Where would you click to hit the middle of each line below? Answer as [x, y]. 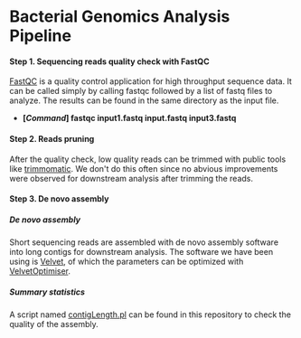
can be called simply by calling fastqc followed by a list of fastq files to [141, 91]
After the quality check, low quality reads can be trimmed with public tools [148, 159]
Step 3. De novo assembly [59, 199]
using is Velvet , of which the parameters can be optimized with [127, 262]
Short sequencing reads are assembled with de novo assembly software [144, 242]
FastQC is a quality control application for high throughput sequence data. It [150, 81]
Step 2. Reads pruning [52, 138]
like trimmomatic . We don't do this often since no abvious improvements [144, 168]
